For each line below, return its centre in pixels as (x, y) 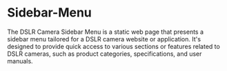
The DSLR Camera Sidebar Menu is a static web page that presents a (106, 32)
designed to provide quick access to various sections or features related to (114, 46)
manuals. (20, 61)
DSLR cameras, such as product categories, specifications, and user (105, 54)
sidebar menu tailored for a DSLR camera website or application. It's (104, 39)
